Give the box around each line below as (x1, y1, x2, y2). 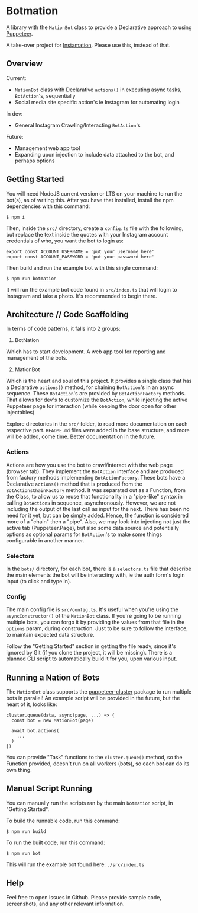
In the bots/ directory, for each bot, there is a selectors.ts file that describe (6, 565, 192, 572)
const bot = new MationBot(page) (11, 717, 94, 724)
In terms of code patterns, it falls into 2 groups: (6, 325, 121, 333)
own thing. (6, 767, 32, 774)
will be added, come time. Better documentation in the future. (6, 433, 155, 440)
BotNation (14, 337, 40, 344)
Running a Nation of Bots (6, 672, 99, 682)
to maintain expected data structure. (6, 631, 95, 639)
